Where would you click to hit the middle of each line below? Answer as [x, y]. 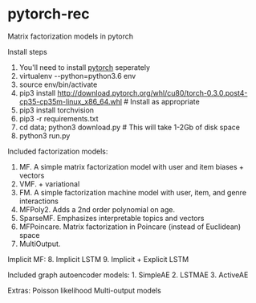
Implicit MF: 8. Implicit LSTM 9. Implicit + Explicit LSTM [98, 259]
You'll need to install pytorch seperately [84, 67]
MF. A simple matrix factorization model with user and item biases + [131, 166]
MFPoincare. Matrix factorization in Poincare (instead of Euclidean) [130, 227]
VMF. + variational [49, 184]
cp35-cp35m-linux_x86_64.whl [70, 101]
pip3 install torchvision [56, 110]
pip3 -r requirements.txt [59, 118]
